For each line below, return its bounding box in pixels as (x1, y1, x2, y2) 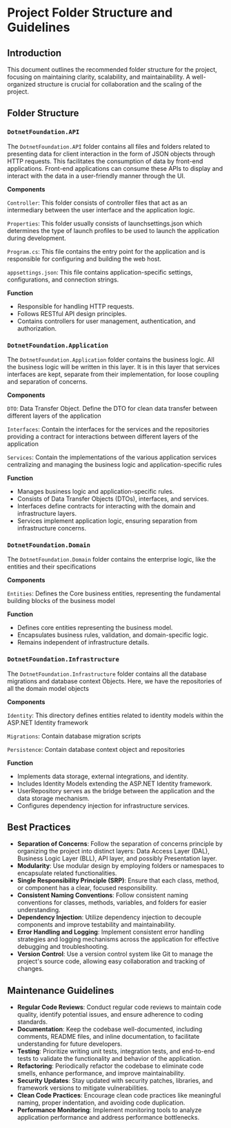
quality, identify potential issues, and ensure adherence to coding (17, 1010, 203, 1019)
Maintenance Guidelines (7, 984, 114, 997)
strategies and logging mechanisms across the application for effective (17, 935, 219, 943)
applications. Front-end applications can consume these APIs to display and (7, 164, 223, 172)
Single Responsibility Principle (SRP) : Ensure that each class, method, (17, 876, 219, 885)
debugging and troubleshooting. (17, 943, 109, 951)
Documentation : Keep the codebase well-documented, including (17, 1025, 203, 1033)
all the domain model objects (7, 684, 90, 692)
